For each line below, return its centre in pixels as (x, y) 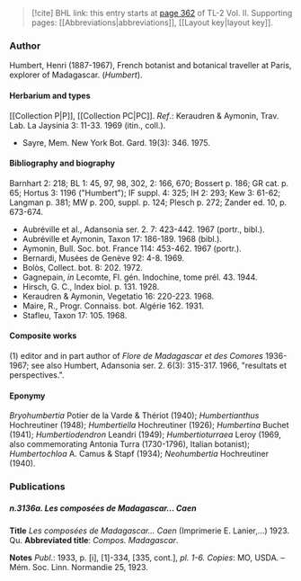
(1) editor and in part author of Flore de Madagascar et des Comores (136, 355)
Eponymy (27, 396)
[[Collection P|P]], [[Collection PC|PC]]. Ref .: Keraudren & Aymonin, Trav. (144, 115)
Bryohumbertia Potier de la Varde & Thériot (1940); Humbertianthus (134, 416)
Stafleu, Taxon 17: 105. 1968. (75, 315)
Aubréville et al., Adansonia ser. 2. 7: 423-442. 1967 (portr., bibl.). (143, 229)
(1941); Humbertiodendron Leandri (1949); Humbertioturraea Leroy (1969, (145, 434)
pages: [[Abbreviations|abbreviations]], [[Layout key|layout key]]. (152, 22)
